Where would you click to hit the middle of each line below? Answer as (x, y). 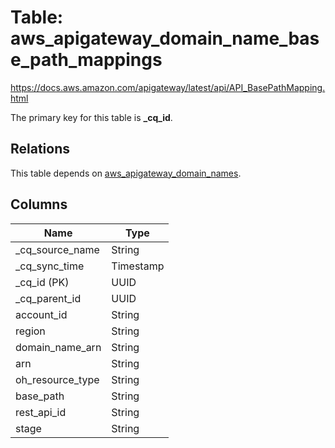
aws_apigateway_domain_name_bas (165, 38)
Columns (39, 204)
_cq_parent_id (48, 298)
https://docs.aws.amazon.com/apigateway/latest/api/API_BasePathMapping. (168, 87)
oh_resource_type (57, 379)
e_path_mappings (86, 60)
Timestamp (138, 266)
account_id (41, 314)
